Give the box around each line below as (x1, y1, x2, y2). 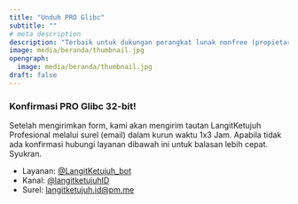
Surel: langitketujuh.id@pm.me (21, 184, 135, 195)
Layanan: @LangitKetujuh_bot (21, 166, 131, 177)
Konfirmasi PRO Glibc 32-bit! (9, 99, 137, 112)
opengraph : (9, 54, 50, 63)
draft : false (9, 71, 58, 80)
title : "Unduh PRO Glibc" (9, 12, 105, 22)
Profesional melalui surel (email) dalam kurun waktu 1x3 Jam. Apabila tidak (9, 129, 282, 140)
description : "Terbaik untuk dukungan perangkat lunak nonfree (9, 37, 248, 47)
